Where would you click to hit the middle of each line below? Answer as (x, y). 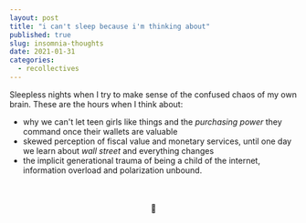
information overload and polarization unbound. (112, 170)
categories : (32, 60)
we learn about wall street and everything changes (118, 150)
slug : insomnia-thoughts (57, 43)
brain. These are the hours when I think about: (96, 104)
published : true (40, 35)
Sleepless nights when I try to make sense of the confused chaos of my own (153, 94)
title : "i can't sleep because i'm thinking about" (110, 26)
